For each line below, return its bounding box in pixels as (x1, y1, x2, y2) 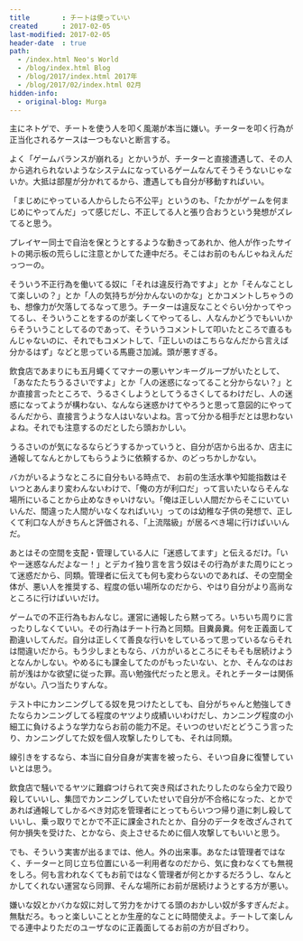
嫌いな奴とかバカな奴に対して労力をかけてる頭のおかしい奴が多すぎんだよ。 (9, 899, 294, 910)
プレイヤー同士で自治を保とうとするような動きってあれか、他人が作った (9, 237, 277, 248)
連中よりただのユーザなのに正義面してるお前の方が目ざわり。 (24, 922, 254, 933)
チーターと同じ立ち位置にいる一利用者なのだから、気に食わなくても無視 (24, 858, 293, 869)
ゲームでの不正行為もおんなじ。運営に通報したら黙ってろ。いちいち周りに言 (9, 611, 293, 623)
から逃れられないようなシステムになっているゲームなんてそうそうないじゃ (9, 164, 285, 176)
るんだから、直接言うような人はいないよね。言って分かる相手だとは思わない (9, 411, 294, 422)
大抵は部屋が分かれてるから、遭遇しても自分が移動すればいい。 (32, 176, 270, 187)
